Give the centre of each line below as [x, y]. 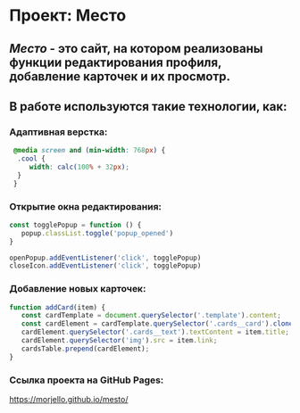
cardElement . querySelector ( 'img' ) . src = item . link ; [119, 341]
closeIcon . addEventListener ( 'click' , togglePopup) [105, 266]
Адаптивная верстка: [58, 132]
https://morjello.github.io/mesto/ [69, 400]
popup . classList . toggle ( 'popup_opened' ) [97, 233]
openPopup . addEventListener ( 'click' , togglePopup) [105, 258]
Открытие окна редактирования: [86, 206]
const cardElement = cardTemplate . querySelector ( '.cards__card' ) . [147, 324]
